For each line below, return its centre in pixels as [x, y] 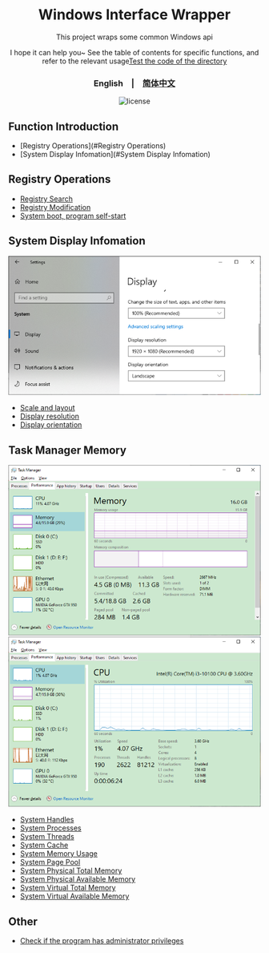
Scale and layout [47, 408]
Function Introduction [64, 126]
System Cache [44, 845]
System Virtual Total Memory [68, 888]
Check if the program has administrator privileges [102, 941]
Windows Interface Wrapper [134, 15]
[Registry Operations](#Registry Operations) [93, 146]
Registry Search [46, 199]
